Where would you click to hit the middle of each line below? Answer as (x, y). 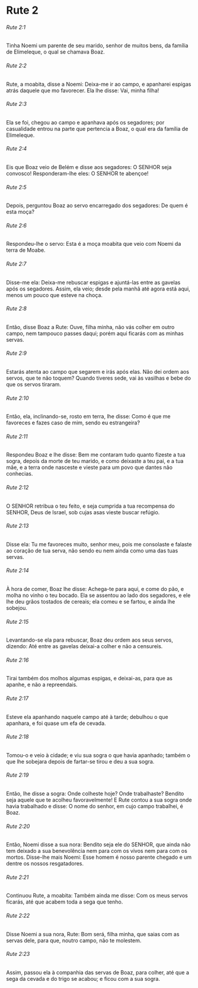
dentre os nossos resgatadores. (45, 864)
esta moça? (20, 212)
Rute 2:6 (16, 225)
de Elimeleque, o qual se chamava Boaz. (55, 52)
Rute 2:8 (16, 309)
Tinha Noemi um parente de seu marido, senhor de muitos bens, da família (97, 46)
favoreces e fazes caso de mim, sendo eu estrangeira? (73, 423)
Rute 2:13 (17, 526)
